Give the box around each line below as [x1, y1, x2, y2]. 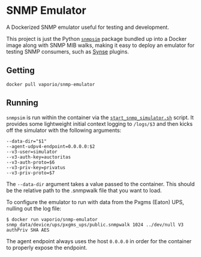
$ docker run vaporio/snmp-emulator [6, 216, 98, 223]
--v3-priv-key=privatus [6, 164, 66, 170]
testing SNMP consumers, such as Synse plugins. [6, 48, 129, 55]
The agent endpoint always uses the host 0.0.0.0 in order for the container [6, 237, 192, 244]
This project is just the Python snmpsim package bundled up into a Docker [6, 35, 187, 42]
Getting [6, 66, 35, 76]
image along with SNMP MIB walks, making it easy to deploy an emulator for [6, 42, 195, 49]
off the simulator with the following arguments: [6, 126, 122, 134]
